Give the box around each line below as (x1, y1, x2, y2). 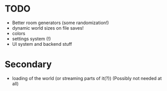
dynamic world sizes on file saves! (12, 25, 84, 31)
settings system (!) (12, 36, 51, 42)
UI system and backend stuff (12, 41, 72, 47)
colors (12, 30, 26, 36)
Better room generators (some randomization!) (12, 20, 109, 26)
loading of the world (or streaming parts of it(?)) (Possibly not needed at (12, 75, 162, 81)
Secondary (5, 59, 52, 70)
